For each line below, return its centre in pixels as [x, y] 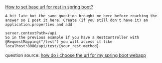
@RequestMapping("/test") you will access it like [59, 42]
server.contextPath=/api [31, 33]
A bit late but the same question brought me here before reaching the [81, 16]
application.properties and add [39, 25]
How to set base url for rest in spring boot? [49, 7]
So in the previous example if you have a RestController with [72, 38]
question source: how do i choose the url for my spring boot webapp [76, 55]
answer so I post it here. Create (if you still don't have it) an [77, 20]
